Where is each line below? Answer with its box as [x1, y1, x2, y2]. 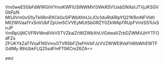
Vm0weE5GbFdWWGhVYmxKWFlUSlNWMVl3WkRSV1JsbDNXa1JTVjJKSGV [5, 4, 159, 10]
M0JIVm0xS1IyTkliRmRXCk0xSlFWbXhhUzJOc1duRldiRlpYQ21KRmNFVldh [5, 15, 155, 20]
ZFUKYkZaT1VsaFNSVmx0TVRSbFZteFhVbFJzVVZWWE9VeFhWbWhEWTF [5, 41, 158, 46]
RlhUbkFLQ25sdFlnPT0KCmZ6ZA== [19, 46, 93, 51]
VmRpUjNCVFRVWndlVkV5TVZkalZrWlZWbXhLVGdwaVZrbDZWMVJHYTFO [5, 30, 160, 36]
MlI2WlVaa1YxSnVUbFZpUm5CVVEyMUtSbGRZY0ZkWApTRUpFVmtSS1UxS [5, 20, 160, 25]
